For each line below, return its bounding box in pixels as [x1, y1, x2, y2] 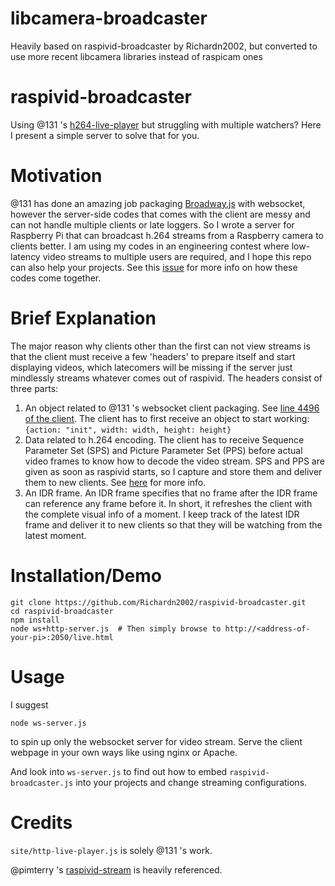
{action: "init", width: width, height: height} [24, 425, 232, 435]
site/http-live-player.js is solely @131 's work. [10, 844, 213, 856]
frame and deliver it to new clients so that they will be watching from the [24, 518, 323, 531]
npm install [10, 615, 60, 625]
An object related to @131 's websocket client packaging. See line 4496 [24, 402, 320, 414]
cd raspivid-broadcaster [10, 606, 114, 616]
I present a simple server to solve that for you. [10, 129, 200, 141]
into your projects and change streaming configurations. [75, 776, 308, 788]
